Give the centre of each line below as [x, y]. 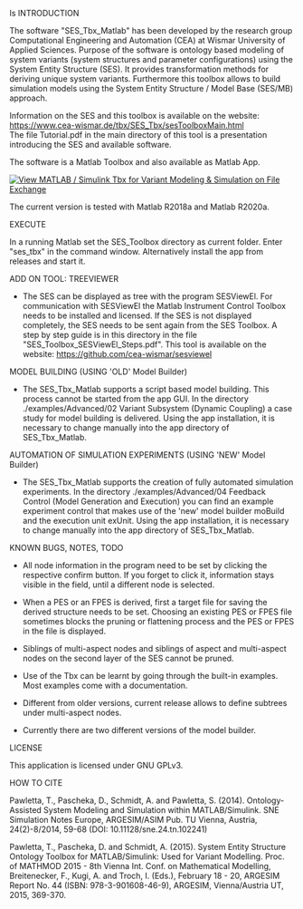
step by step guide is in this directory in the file [109, 335]
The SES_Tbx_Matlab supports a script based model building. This [146, 389]
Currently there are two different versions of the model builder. [139, 730]
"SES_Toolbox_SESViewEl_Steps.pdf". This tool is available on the [144, 344]
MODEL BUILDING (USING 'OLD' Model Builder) [99, 372]
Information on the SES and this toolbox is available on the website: [134, 116]
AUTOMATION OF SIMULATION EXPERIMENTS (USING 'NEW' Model [137, 455]
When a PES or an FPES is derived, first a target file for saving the [145, 602]
